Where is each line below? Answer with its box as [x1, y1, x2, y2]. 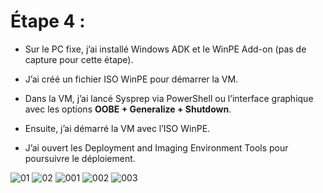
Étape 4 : [10, 10, 86, 33]
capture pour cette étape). [24, 53, 134, 65]
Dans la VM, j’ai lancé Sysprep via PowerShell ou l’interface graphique [24, 92, 314, 104]
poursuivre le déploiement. [24, 152, 136, 164]
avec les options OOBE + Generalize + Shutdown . [24, 103, 232, 115]
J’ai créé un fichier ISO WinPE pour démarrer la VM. [24, 73, 239, 85]
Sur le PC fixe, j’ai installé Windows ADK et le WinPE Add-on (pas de [24, 43, 307, 55]
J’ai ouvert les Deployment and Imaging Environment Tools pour [24, 141, 289, 154]
